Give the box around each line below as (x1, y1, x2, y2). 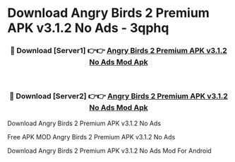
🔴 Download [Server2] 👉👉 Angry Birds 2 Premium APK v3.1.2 (9, 91, 228, 101)
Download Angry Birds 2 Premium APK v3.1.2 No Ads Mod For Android (7, 146, 212, 155)
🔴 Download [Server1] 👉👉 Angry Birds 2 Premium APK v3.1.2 (10, 46, 227, 56)
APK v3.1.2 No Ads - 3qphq (7, 20, 169, 36)
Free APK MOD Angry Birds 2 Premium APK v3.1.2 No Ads (7, 132, 176, 141)
